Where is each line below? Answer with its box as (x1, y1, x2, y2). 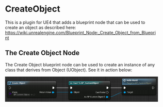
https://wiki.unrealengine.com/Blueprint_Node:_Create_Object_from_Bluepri (5, 30, 156, 35)
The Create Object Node (5, 49, 80, 57)
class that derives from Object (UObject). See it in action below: (5, 67, 132, 73)
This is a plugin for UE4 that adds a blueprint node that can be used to (5, 19, 146, 25)
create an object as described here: (5, 24, 76, 30)
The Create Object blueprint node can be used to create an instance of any (5, 61, 155, 67)
